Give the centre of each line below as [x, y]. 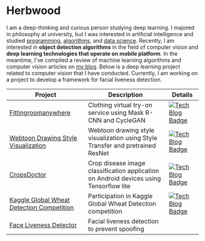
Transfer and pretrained [122, 146]
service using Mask [116, 113]
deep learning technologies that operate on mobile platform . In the [92, 53]
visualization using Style [123, 138]
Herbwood [34, 11]
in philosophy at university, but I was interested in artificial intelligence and [100, 34]
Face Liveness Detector [43, 225]
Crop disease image [117, 163]
